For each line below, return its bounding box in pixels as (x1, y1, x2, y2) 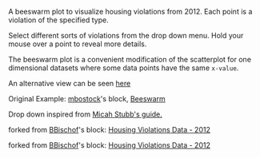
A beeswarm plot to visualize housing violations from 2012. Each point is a (8, 7, 253, 16)
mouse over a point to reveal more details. (8, 39, 147, 49)
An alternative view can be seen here (8, 79, 131, 88)
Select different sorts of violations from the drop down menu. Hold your (8, 31, 244, 40)
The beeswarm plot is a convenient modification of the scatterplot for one (8, 55, 252, 64)
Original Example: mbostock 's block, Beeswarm (8, 94, 166, 103)
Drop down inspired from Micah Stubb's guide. (8, 109, 162, 119)
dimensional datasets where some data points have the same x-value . (8, 63, 239, 73)
